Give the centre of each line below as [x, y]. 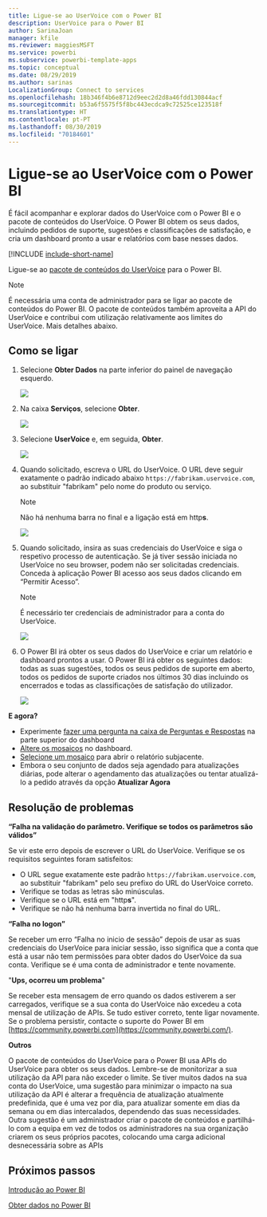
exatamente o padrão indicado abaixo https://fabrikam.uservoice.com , [137, 478]
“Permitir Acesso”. [49, 582]
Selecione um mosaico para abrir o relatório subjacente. [112, 757]
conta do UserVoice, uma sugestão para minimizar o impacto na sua [120, 1086]
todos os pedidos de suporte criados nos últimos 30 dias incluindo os [134, 677]
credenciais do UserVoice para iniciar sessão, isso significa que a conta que [133, 948]
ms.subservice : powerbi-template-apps [73, 61]
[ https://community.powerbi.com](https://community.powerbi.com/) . [121, 1029]
